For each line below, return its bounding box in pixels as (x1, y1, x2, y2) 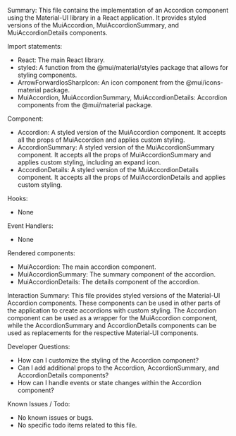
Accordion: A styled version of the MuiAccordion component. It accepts (17, 128, 226, 136)
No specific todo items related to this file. (17, 421, 137, 429)
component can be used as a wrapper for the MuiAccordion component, (7, 314, 218, 322)
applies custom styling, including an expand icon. (17, 158, 161, 166)
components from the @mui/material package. (17, 101, 153, 109)
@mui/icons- (185, 78, 223, 87)
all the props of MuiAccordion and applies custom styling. (17, 135, 185, 144)
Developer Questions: (7, 342, 70, 351)
